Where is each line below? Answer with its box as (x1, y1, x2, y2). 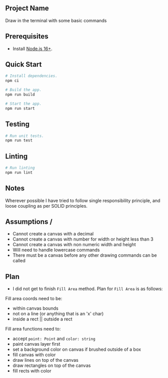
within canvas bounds (12, 305, 59, 311)
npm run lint (5, 170, 33, 175)
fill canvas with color (12, 352, 56, 358)
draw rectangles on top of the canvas (12, 362, 91, 368)
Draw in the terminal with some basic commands (5, 17, 107, 23)
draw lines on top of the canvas (12, 357, 78, 363)
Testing (5, 120, 30, 128)
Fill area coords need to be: (5, 296, 62, 302)
